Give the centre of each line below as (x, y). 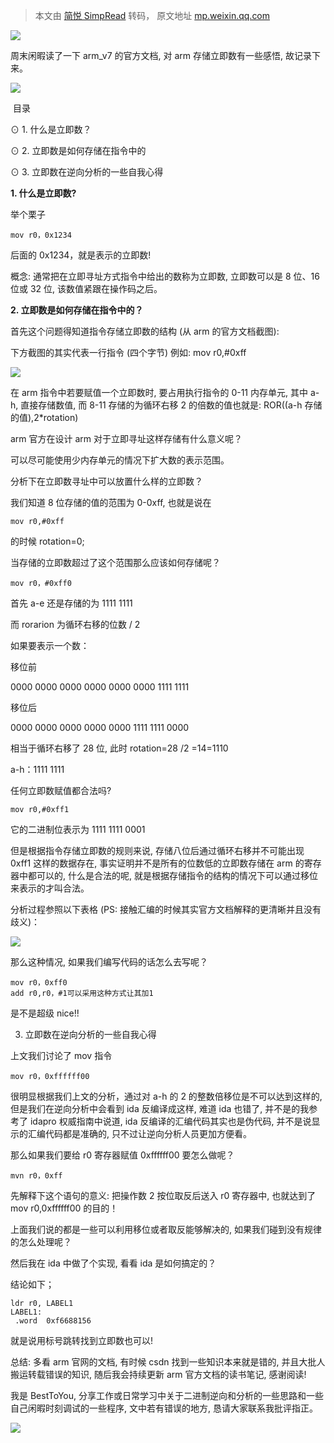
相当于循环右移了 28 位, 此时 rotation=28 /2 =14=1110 (119, 748)
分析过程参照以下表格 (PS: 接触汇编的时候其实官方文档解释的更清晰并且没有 (166, 909)
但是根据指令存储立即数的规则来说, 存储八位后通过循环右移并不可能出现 (157, 850)
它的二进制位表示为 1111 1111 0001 (78, 829)
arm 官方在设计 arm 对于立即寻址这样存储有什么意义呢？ (126, 438)
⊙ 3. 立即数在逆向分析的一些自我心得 (87, 172)
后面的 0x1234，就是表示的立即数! (81, 255)
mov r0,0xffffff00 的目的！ (64, 1208)
